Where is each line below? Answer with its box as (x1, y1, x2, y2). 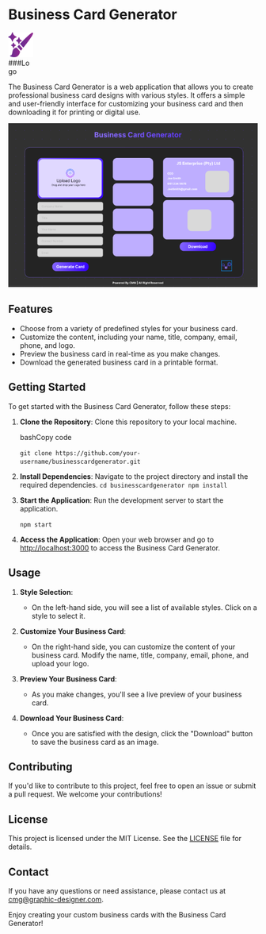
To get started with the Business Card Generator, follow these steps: (8, 401, 231, 411)
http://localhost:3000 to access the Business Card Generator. (19, 542, 220, 553)
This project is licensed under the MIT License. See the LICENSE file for (8, 834, 242, 843)
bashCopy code (19, 432, 72, 442)
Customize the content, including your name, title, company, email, (19, 332, 237, 342)
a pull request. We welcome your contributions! (8, 789, 162, 799)
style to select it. (31, 611, 85, 620)
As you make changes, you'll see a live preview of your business (31, 689, 242, 699)
